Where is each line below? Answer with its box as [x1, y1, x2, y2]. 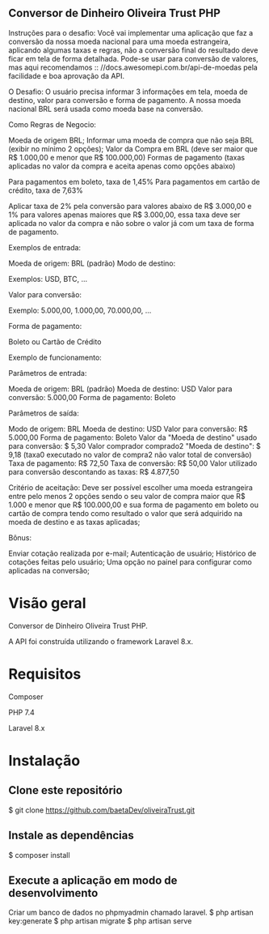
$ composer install [8, 850, 70, 859]
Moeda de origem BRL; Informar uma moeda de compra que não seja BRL [8, 135, 254, 145]
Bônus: [8, 532, 32, 542]
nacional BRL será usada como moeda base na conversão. [8, 104, 204, 113]
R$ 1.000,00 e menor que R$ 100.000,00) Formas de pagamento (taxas [8, 152, 245, 162]
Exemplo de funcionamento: [8, 352, 103, 362]
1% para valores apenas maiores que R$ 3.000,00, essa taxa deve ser [8, 210, 241, 220]
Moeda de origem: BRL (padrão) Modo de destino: [8, 258, 176, 268]
